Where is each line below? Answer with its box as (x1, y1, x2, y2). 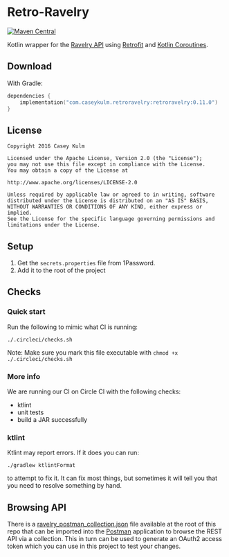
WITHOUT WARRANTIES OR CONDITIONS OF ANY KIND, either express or (7, 204, 203, 211)
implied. (7, 209, 33, 217)
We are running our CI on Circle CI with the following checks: (7, 387, 181, 396)
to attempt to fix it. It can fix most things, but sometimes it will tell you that (7, 474, 218, 482)
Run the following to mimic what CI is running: (7, 323, 138, 331)
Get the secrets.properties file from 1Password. (17, 259, 156, 267)
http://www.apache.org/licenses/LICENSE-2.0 (7, 179, 138, 186)
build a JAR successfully (17, 415, 88, 423)
